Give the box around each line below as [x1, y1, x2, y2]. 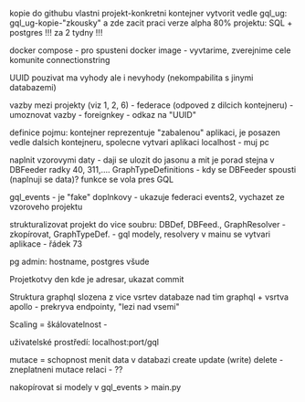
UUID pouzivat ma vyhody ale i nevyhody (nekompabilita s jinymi [9, 72, 254, 83]
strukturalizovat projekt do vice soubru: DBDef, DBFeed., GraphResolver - [9, 219, 286, 229]
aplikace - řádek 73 [9, 238, 83, 249]
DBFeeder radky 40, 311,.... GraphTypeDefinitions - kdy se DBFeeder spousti [9, 164, 297, 175]
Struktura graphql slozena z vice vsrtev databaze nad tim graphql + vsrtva [9, 291, 289, 302]
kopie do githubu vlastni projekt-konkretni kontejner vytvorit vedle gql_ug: [9, 8, 288, 18]
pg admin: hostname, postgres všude [9, 256, 150, 267]
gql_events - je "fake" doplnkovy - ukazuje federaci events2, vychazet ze [9, 192, 285, 202]
